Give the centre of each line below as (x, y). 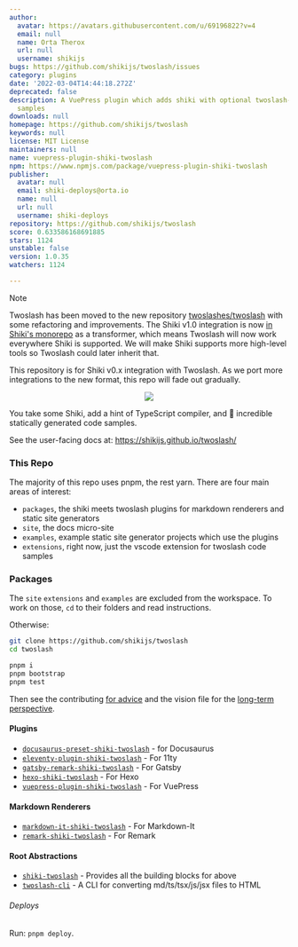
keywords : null (37, 133)
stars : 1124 (31, 241)
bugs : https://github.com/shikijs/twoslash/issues (105, 67)
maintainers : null (43, 149)
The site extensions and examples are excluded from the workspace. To (141, 598)
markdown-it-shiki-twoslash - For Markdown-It (108, 826)
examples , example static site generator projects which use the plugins (150, 537)
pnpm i (21, 666)
